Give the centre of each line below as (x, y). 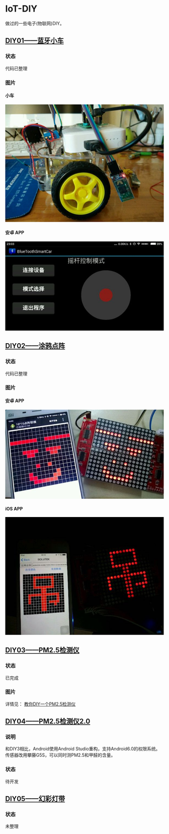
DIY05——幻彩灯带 (35, 799)
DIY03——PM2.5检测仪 (42, 650)
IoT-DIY (21, 9)
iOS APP (14, 508)
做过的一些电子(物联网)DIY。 (35, 23)
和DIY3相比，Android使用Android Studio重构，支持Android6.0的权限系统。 (83, 749)
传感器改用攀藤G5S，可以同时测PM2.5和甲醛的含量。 (60, 755)
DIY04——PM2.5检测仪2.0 (48, 721)
